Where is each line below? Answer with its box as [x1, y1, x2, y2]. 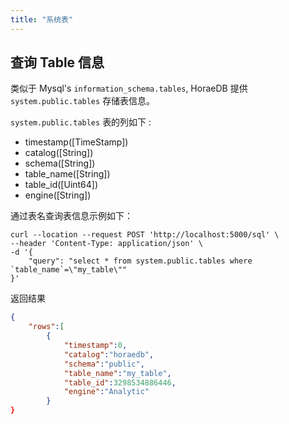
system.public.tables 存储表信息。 [10, 95, 156, 107]
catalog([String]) [24, 147, 94, 159]
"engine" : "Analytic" [63, 387, 150, 397]
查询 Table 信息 [10, 54, 105, 71]
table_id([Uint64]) [24, 179, 99, 191]
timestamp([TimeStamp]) [24, 136, 129, 148]
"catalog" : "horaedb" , [63, 349, 155, 360]
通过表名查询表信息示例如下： [10, 210, 133, 222]
